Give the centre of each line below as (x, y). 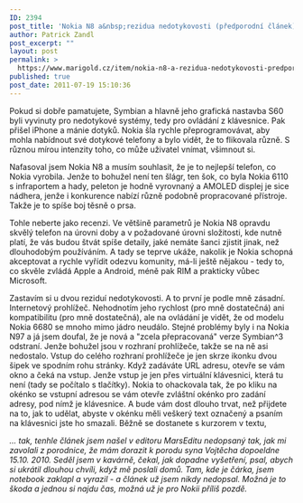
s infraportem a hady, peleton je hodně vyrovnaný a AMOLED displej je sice (149, 185)
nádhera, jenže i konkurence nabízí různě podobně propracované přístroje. (148, 195)
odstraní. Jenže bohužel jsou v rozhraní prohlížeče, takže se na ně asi (139, 346)
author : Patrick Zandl (52, 34)
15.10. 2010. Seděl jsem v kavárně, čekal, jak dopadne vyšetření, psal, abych (151, 460)
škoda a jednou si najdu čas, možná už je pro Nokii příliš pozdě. (129, 489)
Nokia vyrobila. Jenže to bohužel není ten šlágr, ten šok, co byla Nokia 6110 (149, 176)
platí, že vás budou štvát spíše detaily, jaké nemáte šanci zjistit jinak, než (144, 242)
